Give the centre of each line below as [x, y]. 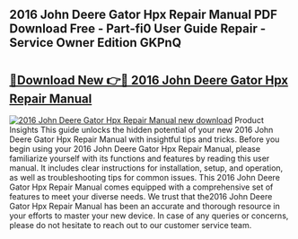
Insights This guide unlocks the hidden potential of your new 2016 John [141, 130]
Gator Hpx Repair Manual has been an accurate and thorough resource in [145, 206]
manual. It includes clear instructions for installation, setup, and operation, [146, 168]
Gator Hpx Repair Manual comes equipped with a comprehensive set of [141, 187]
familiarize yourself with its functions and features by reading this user [140, 158]
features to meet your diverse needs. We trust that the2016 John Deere [141, 196]
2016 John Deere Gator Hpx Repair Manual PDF [144, 15]
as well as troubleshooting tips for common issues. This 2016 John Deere [145, 177]
